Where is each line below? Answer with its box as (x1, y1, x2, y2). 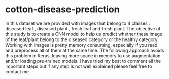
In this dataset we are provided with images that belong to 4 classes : (5, 20, 151, 26)
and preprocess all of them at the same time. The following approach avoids (5, 47, 164, 53)
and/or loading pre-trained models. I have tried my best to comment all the (5, 58, 161, 64)
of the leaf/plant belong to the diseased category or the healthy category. (5, 36, 159, 43)
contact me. (5, 68, 30, 74)
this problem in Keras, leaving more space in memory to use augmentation (5, 52, 161, 59)
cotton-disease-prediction (5, 4, 120, 15)
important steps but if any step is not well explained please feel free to (5, 63, 152, 69)
